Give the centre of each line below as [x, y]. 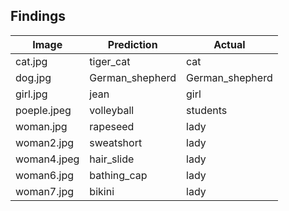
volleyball [112, 110]
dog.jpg [33, 77]
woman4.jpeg [47, 159]
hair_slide [112, 159]
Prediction [132, 44]
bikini [102, 191]
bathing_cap [118, 175]
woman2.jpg [45, 142]
